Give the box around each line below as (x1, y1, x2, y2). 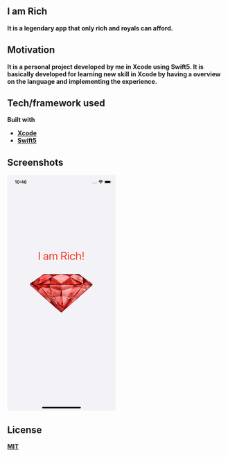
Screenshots (7, 156, 64, 169)
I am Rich (7, 6, 48, 17)
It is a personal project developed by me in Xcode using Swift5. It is (7, 62, 204, 71)
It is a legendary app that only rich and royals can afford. (7, 24, 173, 32)
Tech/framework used (7, 97, 105, 110)
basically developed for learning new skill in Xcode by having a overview (7, 69, 221, 78)
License (7, 424, 42, 436)
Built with (7, 116, 35, 124)
